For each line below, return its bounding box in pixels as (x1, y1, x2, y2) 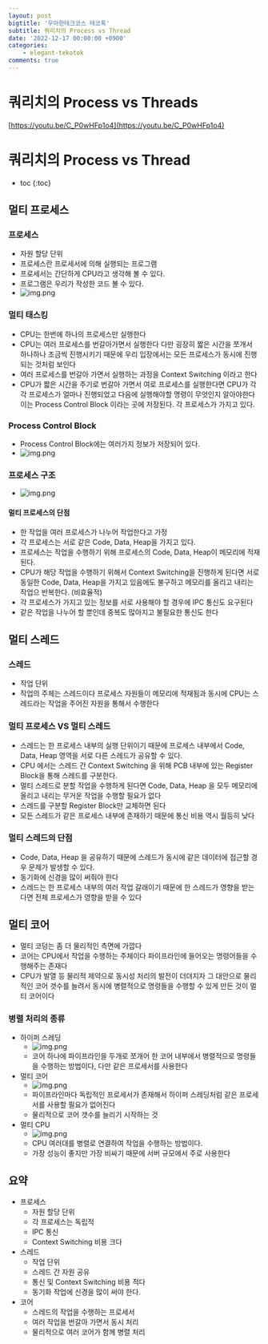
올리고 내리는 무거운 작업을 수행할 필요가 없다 (19, 790, 162, 800)
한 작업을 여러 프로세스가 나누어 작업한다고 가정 (19, 527, 168, 537)
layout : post (8, 11, 52, 20)
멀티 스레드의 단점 (8, 833, 74, 844)
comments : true (8, 57, 59, 65)
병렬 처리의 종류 (8, 1013, 66, 1024)
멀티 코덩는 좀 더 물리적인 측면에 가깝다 (19, 941, 142, 950)
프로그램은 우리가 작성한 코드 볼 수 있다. (19, 279, 144, 289)
